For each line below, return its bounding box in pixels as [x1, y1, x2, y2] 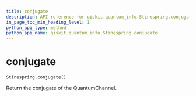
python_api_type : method [6, 24, 66, 31]
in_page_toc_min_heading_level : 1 [6, 19, 90, 25]
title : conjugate [6, 8, 48, 15]
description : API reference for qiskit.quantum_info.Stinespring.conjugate [6, 14, 194, 20]
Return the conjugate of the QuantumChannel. [6, 85, 117, 92]
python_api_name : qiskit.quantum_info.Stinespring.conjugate [6, 30, 158, 36]
